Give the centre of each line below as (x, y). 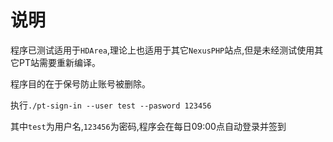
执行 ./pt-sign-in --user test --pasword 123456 (111, 105)
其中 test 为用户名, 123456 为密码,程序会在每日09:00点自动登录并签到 (148, 126)
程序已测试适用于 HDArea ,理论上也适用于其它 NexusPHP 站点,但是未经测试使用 (162, 50)
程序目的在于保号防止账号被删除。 (80, 83)
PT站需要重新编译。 (59, 62)
